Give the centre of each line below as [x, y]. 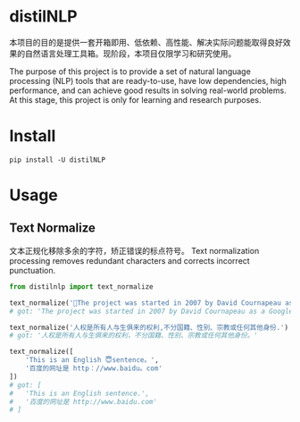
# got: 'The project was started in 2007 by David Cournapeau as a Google [151, 311]
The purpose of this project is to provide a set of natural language [130, 71]
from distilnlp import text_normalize [81, 287]
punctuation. [33, 270]
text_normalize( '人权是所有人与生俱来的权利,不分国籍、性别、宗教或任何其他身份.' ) [149, 327]
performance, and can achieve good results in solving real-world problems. [148, 90]
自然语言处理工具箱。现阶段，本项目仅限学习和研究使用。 [130, 53]
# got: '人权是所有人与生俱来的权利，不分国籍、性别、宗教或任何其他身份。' [133, 336]
